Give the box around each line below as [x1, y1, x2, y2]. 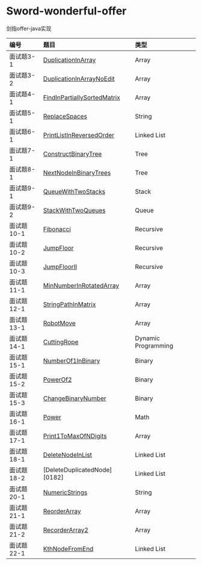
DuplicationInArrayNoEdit [43, 74, 115, 82]
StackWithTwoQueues [43, 206, 106, 214]
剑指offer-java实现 [6, 25, 52, 32]
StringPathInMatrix [43, 300, 96, 308]
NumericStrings [43, 488, 88, 496]
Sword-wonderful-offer [6, 4, 127, 18]
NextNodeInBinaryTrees [43, 168, 111, 177]
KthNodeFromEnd [43, 545, 94, 553]
